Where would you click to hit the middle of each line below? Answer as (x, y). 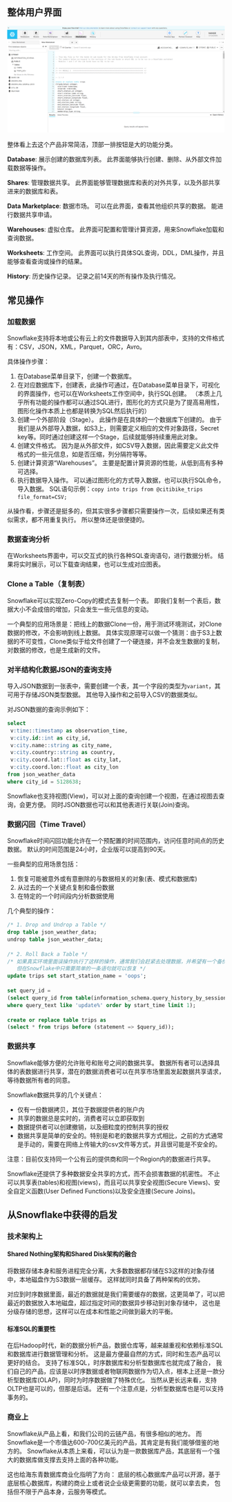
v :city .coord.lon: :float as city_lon (64, 767)
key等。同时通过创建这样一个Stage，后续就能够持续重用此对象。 (109, 437)
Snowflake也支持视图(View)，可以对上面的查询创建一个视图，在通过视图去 (113, 796)
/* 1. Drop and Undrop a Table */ (57, 925)
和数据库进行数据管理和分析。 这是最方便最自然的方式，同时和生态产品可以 (114, 1354)
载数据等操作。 (28, 168)
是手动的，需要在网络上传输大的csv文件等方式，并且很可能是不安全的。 (119, 1144)
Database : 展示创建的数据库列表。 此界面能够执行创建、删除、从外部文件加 (115, 159)
